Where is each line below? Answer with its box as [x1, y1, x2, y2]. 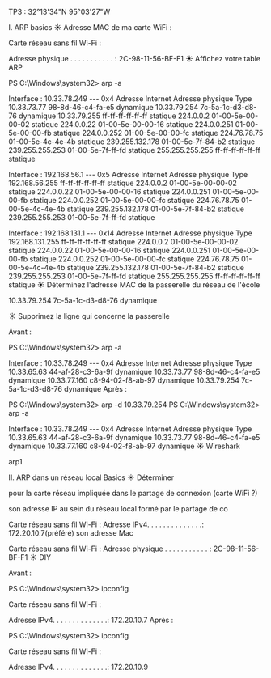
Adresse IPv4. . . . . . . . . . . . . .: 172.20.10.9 [8, 663, 148, 672]
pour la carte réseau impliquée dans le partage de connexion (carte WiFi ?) [8, 489, 258, 498]
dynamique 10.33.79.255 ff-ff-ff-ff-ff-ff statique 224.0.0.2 [19, 111, 210, 121]
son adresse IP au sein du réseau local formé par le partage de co [8, 504, 228, 513]
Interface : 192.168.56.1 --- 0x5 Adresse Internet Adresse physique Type [8, 170, 248, 179]
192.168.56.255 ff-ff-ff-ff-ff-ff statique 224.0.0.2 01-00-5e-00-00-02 [8, 178, 237, 188]
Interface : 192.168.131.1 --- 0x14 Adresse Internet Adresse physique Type [8, 228, 252, 238]
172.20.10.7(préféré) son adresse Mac [8, 528, 133, 537]
